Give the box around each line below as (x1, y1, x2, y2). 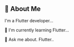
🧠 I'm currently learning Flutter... (4, 27, 69, 33)
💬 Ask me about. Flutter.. (4, 36, 54, 42)
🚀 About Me (4, 5, 41, 13)
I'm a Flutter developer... (4, 17, 54, 23)
